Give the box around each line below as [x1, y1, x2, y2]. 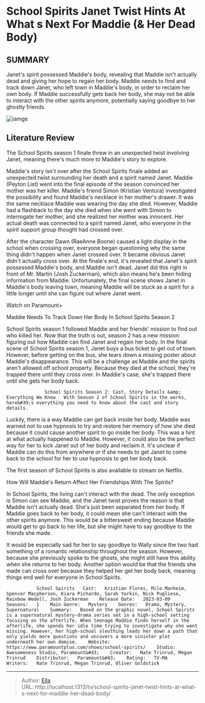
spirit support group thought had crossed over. [6, 226, 124, 233]
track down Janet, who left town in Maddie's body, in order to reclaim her [6, 84, 191, 91]
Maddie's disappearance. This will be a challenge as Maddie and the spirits [6, 358, 195, 365]
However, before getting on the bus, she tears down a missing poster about [6, 351, 196, 358]
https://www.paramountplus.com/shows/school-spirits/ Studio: [6, 644, 176, 650]
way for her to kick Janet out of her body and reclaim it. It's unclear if [6, 441, 181, 449]
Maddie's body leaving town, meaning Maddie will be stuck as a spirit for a [6, 283, 194, 290]
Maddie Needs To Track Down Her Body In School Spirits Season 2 [6, 313, 175, 320]
